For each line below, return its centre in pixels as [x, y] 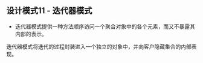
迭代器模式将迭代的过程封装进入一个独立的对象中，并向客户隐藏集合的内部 [99, 46]
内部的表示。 [31, 34]
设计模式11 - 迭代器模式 [49, 11]
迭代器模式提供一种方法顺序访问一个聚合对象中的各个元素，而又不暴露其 [105, 26]
